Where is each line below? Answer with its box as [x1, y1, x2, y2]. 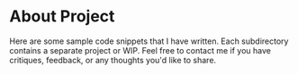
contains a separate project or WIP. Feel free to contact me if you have [9, 45, 272, 55]
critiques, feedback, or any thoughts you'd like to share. [9, 54, 217, 65]
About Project [9, 6, 115, 27]
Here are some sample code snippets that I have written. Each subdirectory [9, 36, 289, 46]
